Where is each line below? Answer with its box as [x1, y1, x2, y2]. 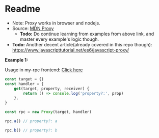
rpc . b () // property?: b [5, 128, 58, 133]
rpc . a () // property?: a [5, 119, 58, 124]
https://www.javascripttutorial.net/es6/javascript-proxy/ [12, 47, 129, 53]
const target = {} [5, 76, 44, 81]
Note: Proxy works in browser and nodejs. [12, 20, 100, 26]
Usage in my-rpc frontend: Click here [5, 67, 83, 73]
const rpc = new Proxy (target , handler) [5, 109, 92, 115]
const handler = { [5, 81, 44, 87]
